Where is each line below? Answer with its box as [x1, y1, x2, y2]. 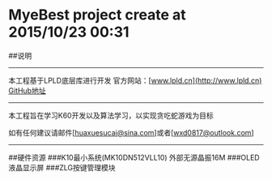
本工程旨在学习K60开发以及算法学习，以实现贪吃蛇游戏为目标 [8, 110, 214, 120]
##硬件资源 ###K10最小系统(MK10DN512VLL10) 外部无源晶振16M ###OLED [8, 152, 261, 162]
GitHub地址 [8, 85, 46, 95]
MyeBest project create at [8, 6, 186, 24]
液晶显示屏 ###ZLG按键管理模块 [8, 162, 116, 172]
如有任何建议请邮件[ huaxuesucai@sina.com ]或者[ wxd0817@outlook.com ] [8, 127, 254, 137]
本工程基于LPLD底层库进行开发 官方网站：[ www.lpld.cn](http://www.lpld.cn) [8, 75, 262, 85]
